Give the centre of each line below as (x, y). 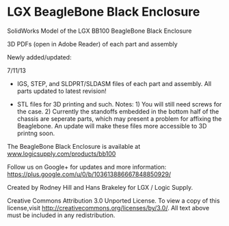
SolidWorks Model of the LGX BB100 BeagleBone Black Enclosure (100, 31)
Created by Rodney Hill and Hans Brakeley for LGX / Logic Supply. (100, 187)
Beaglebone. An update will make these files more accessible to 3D (112, 126)
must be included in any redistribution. (61, 215)
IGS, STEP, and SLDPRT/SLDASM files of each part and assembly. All (114, 83)
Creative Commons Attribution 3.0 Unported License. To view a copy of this (113, 200)
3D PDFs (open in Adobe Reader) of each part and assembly (92, 44)
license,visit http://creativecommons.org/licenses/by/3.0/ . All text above (108, 208)
